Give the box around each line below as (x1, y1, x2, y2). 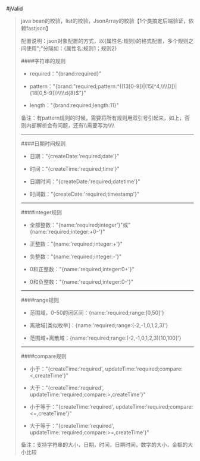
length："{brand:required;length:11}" (29, 102, 119, 109)
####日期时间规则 (20, 140, 66, 147)
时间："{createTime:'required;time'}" (29, 165, 120, 172)
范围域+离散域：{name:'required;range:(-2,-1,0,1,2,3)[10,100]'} (29, 334, 182, 341)
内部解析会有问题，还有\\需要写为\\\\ (26, 122, 115, 128)
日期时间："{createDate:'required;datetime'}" (29, 178, 141, 185)
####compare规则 (20, 353, 67, 359)
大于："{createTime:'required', (29, 384, 104, 391)
